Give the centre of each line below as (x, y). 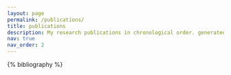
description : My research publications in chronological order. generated (117, 32)
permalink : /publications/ (46, 20)
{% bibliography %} (35, 64)
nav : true (21, 39)
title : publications (37, 26)
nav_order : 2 (26, 45)
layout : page (26, 13)
